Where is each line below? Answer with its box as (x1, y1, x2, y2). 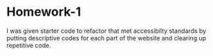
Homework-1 (6, 4, 82, 20)
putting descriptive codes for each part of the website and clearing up (6, 33, 207, 42)
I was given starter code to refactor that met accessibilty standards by (6, 27, 207, 35)
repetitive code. (6, 41, 51, 49)
